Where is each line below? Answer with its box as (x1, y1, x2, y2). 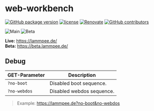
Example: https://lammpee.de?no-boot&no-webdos (17, 100, 120, 106)
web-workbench (5, 3, 74, 14)
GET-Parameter (7, 72, 45, 78)
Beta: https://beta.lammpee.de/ (5, 43, 68, 49)
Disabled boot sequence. (49, 80, 107, 87)
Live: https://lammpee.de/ (5, 37, 57, 44)
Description (68, 72, 96, 78)
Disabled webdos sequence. (49, 88, 115, 94)
